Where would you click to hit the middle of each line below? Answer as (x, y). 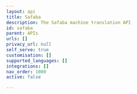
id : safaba (20, 28)
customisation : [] (29, 55)
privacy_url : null (29, 45)
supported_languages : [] (37, 61)
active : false (24, 77)
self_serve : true (28, 50)
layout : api (21, 11)
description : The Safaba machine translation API (69, 22)
